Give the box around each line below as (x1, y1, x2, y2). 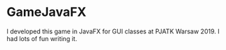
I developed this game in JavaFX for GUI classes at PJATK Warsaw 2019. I (6, 27, 220, 35)
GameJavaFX (6, 4, 87, 20)
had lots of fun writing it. (6, 34, 78, 42)
